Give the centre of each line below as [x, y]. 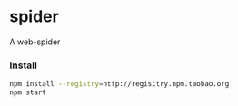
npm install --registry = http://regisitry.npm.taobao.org [119, 84]
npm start [28, 92]
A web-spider [35, 42]
